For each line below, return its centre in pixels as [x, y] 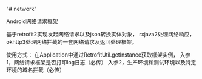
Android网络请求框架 [32, 21]
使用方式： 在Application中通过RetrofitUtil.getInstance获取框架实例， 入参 [99, 55]
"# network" [22, 9]
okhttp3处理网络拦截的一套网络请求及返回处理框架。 [72, 42]
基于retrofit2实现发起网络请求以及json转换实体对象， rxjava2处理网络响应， [101, 34]
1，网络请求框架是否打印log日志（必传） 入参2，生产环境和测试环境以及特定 [101, 62]
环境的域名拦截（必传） [35, 70]
